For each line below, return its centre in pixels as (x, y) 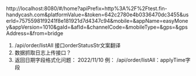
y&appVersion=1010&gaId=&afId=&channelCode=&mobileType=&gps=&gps (97, 27)
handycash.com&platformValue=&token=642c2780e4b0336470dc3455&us (97, 15)
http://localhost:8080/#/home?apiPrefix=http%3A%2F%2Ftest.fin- (87, 8)
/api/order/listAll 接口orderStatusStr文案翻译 (68, 45)
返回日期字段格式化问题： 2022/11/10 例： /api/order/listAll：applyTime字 (102, 60)
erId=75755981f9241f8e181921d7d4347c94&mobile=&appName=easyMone (97, 21)
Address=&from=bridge (35, 33)
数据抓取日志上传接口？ (43, 53)
